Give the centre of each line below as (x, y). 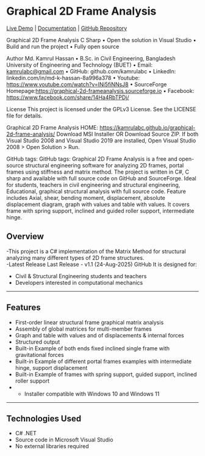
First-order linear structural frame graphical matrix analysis (89, 322)
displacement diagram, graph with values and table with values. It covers (98, 204)
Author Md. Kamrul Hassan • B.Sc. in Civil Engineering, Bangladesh (91, 58)
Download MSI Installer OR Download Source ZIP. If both (128, 134)
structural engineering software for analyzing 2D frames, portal (105, 165)
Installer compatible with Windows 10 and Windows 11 (92, 394)
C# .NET (26, 433)
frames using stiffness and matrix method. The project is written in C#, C (98, 172)
